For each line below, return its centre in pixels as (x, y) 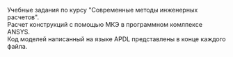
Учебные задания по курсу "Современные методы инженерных (103, 10)
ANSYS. (18, 32)
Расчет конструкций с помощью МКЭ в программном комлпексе (105, 24)
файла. (17, 46)
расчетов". (23, 17)
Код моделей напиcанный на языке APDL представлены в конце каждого (116, 39)
